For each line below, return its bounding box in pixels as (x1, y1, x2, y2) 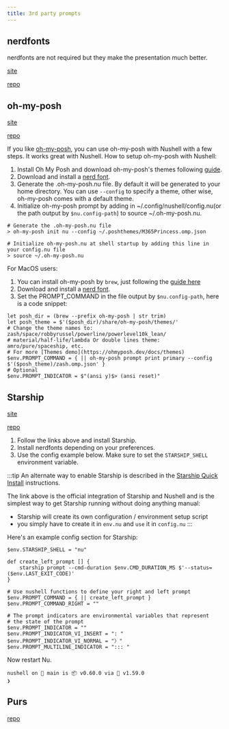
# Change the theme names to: (7, 325, 94, 332)
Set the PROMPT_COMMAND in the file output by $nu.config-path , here (16, 292, 219, 300)
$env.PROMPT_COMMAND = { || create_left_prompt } (7, 595, 152, 601)
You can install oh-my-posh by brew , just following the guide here (16, 278, 201, 286)
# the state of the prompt (7, 619, 84, 625)
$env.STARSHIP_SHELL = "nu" (7, 547, 87, 553)
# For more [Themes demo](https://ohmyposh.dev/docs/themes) (7, 349, 185, 356)
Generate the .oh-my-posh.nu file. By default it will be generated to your (16, 180, 221, 189)
